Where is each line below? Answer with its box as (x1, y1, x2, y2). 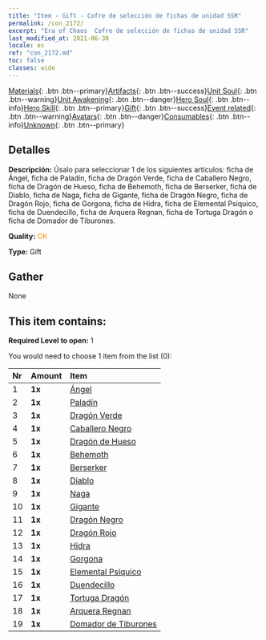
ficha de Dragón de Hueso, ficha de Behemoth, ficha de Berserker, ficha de (8, 181, 257, 191)
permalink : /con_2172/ (8, 19, 84, 27)
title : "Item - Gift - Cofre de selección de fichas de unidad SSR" (8, 11, 242, 20)
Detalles (8, 144, 50, 157)
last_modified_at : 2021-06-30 (8, 34, 110, 43)
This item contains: (8, 314, 107, 328)
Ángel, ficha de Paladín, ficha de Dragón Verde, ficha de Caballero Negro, (8, 173, 252, 183)
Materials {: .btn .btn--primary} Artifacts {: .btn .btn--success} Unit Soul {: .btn (8, 86, 258, 95)
